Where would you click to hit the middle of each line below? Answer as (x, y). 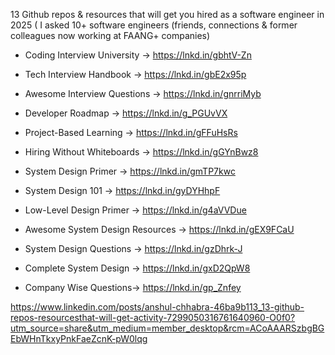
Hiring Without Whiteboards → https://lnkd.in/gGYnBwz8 (141, 152)
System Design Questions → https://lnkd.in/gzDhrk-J (133, 248)
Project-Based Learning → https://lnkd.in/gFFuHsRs (131, 132)
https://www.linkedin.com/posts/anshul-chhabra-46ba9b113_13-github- (157, 307)
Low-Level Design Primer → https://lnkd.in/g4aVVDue (135, 210)
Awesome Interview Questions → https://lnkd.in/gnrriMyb (143, 93)
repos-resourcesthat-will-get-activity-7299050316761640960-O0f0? (153, 317)
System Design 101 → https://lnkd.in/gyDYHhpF (122, 190)
